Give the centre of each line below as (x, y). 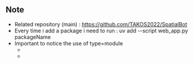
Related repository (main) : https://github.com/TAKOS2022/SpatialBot (101, 24)
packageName (33, 37)
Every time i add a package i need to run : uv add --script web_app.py (101, 31)
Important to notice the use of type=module (69, 43)
